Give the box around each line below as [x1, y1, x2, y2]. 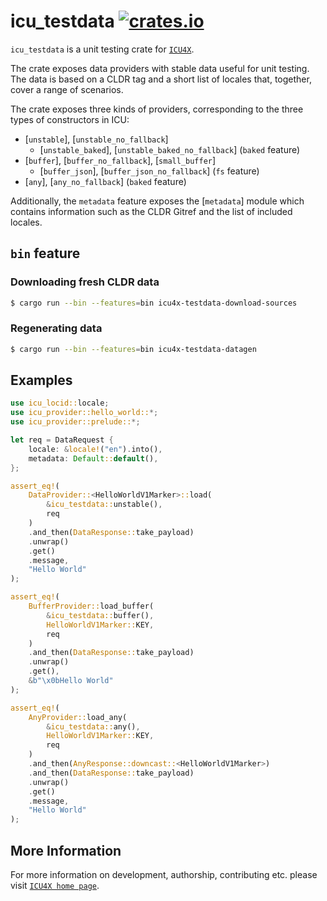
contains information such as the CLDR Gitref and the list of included [10, 205, 293, 217]
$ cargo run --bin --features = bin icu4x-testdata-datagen [10, 344, 257, 354]
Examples [10, 372, 73, 389]
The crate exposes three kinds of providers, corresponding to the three [10, 103, 304, 115]
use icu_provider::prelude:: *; [10, 417, 141, 427]
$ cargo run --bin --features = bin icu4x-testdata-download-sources [10, 298, 298, 308]
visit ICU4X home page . [10, 880, 100, 892]
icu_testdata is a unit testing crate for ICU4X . [10, 43, 195, 55]
